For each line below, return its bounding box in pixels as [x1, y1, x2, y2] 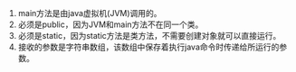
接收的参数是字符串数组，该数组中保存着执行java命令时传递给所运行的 [17, 41, 280, 52]
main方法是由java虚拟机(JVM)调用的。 [17, 8, 162, 18]
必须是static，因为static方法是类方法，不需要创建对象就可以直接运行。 [17, 31, 282, 40]
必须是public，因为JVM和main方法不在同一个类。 [17, 19, 204, 30]
